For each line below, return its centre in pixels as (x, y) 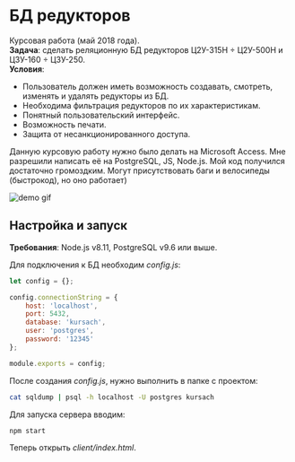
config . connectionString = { (64, 297)
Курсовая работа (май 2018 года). (75, 40)
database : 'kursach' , (65, 323)
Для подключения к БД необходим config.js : (95, 265)
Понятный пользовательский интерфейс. (101, 115)
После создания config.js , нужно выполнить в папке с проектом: (134, 380)
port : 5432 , (48, 314)
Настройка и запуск (69, 226)
